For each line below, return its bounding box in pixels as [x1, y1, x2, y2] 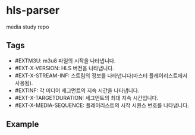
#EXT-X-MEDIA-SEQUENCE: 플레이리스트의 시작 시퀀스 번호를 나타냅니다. [14, 102, 189, 109]
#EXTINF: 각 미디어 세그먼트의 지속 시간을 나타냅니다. [14, 87, 140, 94]
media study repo [6, 23, 49, 30]
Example [6, 120, 39, 130]
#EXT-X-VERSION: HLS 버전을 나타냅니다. [14, 64, 115, 71]
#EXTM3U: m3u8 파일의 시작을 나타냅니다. [14, 57, 116, 64]
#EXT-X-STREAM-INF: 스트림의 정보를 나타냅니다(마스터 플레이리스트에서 [14, 72, 188, 79]
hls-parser [6, 4, 60, 17]
